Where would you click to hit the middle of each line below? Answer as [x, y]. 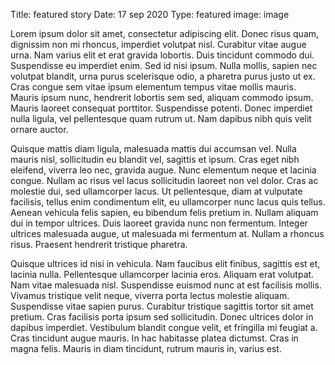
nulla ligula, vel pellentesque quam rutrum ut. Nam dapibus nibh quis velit [161, 118]
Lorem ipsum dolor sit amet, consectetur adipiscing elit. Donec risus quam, [165, 33]
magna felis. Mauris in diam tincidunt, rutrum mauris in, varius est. [146, 348]
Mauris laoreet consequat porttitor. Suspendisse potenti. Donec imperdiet [161, 108]
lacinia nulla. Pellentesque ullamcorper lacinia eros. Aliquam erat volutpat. [162, 274]
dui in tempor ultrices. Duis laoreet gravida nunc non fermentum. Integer [159, 223]
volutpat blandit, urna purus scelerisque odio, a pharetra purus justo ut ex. [163, 76]
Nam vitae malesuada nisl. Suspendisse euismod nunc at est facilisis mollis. [166, 285]
